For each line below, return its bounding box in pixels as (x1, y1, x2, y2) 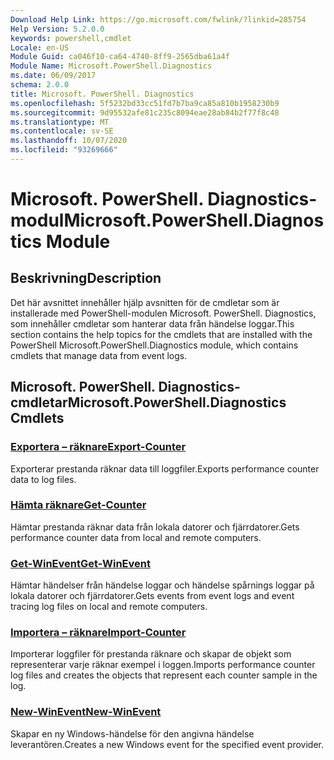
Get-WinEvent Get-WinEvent (10, 556, 151, 570)
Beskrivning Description (10, 270, 162, 287)
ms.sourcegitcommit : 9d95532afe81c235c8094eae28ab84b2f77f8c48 (10, 107, 280, 118)
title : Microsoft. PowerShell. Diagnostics (10, 89, 195, 99)
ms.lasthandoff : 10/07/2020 (10, 136, 128, 146)
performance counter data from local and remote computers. (10, 531, 262, 543)
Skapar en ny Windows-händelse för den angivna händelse (10, 727, 255, 740)
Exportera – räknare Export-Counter (10, 440, 187, 454)
